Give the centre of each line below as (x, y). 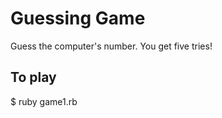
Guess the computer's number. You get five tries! (111, 46)
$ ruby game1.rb (44, 101)
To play (33, 77)
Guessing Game (78, 18)
